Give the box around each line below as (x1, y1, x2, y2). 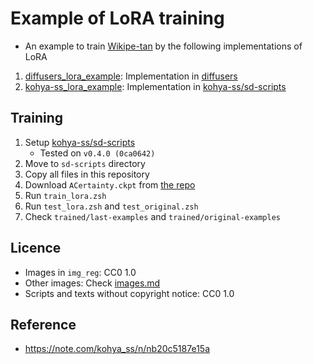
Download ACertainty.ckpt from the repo (24, 178, 196, 191)
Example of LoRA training (10, 7, 225, 30)
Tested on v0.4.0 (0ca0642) (39, 147, 156, 159)
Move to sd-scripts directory (24, 157, 146, 169)
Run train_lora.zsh (24, 189, 107, 201)
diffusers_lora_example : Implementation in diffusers (24, 70, 238, 82)
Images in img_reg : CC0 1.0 (24, 266, 137, 278)
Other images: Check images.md (24, 277, 161, 289)
